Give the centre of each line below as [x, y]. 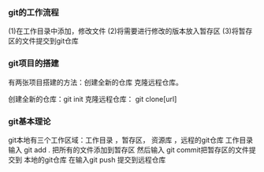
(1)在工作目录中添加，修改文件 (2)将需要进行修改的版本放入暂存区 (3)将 [123, 31]
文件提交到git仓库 [50, 41]
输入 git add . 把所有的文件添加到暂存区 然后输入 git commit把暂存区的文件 [129, 150]
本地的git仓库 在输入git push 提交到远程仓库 [95, 159]
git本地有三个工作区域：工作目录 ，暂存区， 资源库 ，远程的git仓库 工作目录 [131, 140]
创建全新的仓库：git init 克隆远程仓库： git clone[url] [93, 99]
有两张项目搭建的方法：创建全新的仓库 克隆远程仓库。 [95, 82]
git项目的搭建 [33, 63]
